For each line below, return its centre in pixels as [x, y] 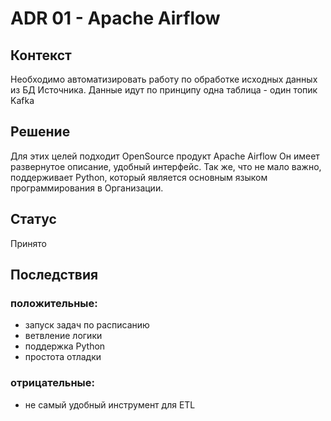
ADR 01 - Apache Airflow [115, 18]
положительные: [54, 303]
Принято [28, 243]
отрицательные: [53, 383]
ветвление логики [63, 336]
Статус [33, 219]
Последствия [54, 275]
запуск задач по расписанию [87, 325]
